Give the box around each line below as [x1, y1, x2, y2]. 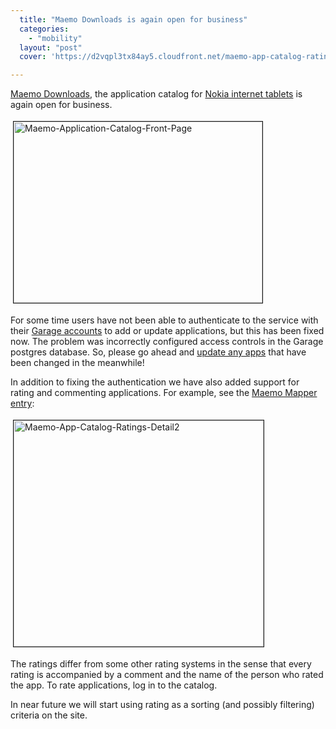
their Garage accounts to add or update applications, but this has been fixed [10, 325, 325, 337]
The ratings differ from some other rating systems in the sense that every [10, 658, 312, 670]
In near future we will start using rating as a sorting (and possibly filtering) [10, 699, 315, 711]
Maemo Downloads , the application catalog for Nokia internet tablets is [10, 88, 303, 100]
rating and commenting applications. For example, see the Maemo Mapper [10, 387, 318, 399]
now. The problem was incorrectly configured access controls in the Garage [10, 336, 324, 348]
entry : [10, 397, 35, 410]
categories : [19, 24, 70, 34]
